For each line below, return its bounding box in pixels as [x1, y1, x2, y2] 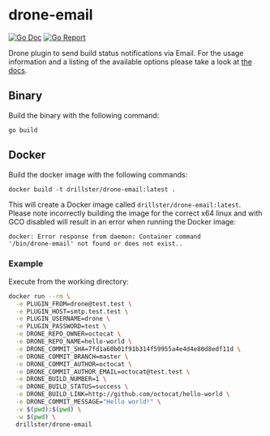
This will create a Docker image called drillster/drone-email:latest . [8, 199, 242, 209]
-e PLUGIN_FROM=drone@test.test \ [15, 300, 132, 308]
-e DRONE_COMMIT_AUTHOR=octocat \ [15, 360, 132, 368]
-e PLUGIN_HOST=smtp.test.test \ [15, 307, 129, 315]
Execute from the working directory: [8, 276, 129, 286]
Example [8, 258, 44, 269]
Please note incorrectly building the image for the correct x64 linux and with [8, 208, 263, 218]
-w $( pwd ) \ [15, 412, 57, 421]
